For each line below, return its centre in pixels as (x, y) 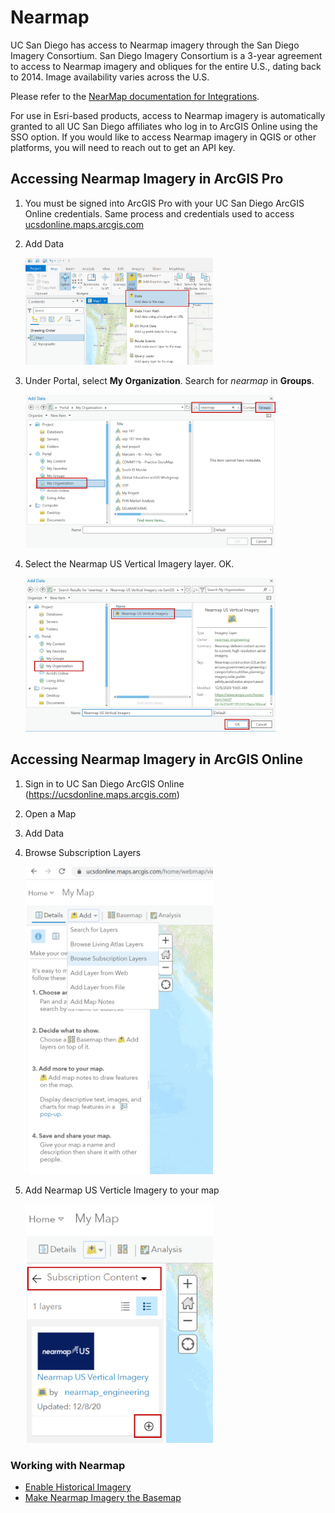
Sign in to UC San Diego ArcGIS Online (104, 783)
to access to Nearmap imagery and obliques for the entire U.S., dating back (166, 66)
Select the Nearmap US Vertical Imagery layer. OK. (129, 564)
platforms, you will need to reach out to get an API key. (123, 147)
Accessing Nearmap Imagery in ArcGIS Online (157, 759)
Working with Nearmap (68, 1465)
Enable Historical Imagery (78, 1487)
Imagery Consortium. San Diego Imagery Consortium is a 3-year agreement (166, 55)
